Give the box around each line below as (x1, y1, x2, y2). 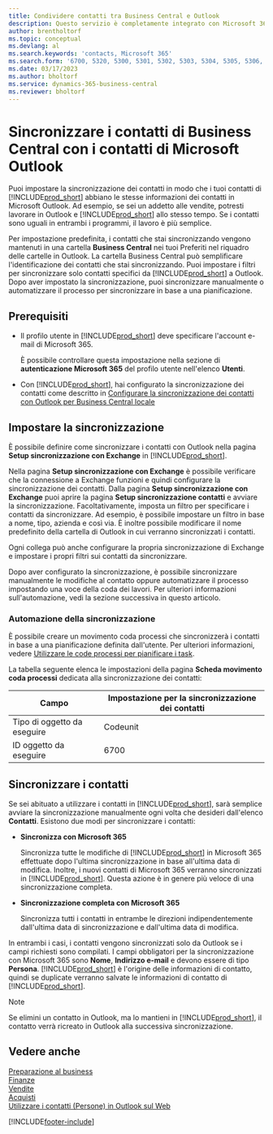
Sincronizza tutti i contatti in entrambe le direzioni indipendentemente (19, 914, 253, 924)
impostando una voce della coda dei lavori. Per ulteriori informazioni (8, 584, 237, 594)
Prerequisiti (8, 309, 69, 323)
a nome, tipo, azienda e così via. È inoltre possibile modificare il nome (8, 517, 242, 528)
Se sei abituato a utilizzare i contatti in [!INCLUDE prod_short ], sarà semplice (8, 799, 262, 809)
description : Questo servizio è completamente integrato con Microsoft (8, 19, 256, 28)
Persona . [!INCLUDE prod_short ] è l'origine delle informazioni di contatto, (8, 964, 253, 974)
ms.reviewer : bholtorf (8, 87, 85, 96)
